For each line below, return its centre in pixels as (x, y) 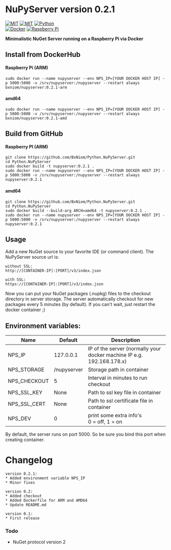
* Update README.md (26, 505)
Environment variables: (43, 326)
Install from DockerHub (43, 55)
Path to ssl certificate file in (121, 401)
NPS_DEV (20, 419)
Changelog (29, 460)
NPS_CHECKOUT (28, 381)
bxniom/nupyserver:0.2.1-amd (36, 118)
